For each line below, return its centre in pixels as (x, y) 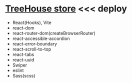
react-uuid (23, 59)
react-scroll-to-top (32, 49)
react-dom (23, 27)
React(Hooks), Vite (32, 22)
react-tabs (23, 54)
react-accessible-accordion (41, 38)
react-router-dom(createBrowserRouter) (54, 33)
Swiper (20, 65)
